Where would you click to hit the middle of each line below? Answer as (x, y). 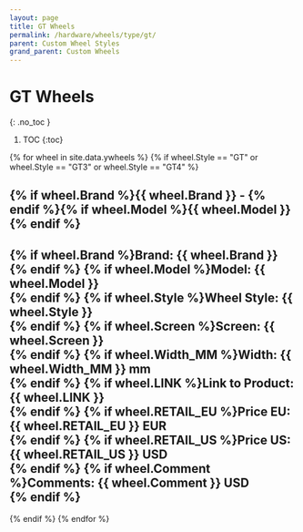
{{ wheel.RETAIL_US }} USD (89, 454)
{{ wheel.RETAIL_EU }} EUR (88, 426)
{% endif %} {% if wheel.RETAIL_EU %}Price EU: (150, 411)
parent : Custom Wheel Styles (65, 43)
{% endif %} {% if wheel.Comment (110, 469)
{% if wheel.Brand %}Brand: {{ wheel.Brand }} (144, 255)
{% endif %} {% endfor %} (60, 519)
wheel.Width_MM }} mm (81, 368)
